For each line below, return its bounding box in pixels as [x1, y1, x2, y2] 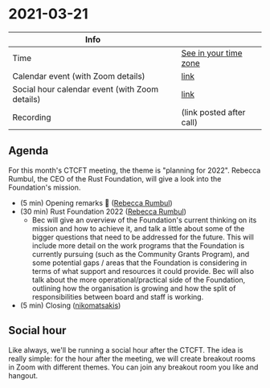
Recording [12, 112, 51, 123]
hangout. [8, 370, 39, 380]
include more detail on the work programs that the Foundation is [31, 240, 245, 250]
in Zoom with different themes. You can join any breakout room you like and [8, 362, 259, 372]
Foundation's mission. [8, 182, 81, 192]
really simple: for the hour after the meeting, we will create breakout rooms [8, 353, 256, 363]
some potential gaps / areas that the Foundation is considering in [31, 258, 247, 268]
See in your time [181, 47, 243, 59]
